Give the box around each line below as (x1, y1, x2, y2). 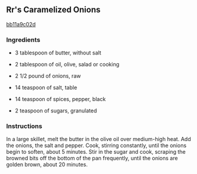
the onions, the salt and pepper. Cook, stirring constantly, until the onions (6, 142, 187, 149)
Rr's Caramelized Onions (6, 5, 101, 15)
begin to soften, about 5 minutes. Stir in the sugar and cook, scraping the (6, 148, 186, 155)
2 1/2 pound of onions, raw (14, 72, 81, 80)
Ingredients (6, 35, 41, 44)
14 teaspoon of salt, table (14, 84, 78, 91)
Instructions (6, 122, 43, 130)
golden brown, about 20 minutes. (6, 161, 88, 168)
